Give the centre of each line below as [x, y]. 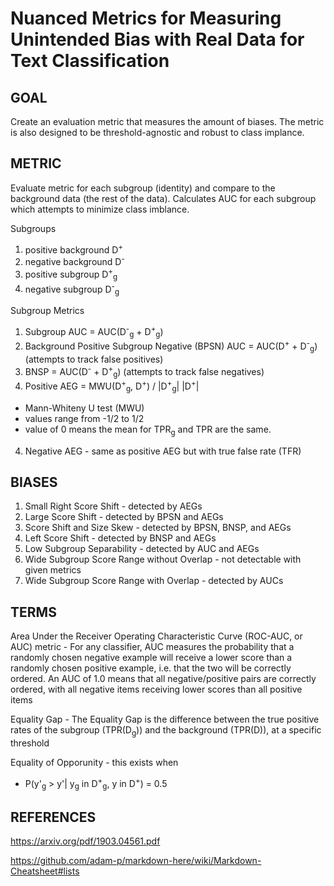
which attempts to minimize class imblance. [100, 209]
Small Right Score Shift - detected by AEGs [113, 506]
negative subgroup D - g [72, 289]
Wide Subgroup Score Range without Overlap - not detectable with [163, 559]
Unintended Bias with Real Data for [157, 39]
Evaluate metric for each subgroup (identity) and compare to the [143, 188]
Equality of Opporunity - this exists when [94, 763]
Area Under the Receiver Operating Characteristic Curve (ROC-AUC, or [156, 636]
